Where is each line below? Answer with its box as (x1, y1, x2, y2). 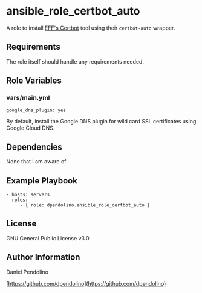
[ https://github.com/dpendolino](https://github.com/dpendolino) (6, 280, 166, 287)
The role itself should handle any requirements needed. (6, 58, 144, 65)
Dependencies (6, 142, 62, 152)
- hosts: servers (6, 192, 50, 198)
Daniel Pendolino (6, 268, 48, 275)
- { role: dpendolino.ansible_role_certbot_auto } (19, 202, 150, 208)
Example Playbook (6, 176, 77, 186)
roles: (11, 197, 28, 203)
